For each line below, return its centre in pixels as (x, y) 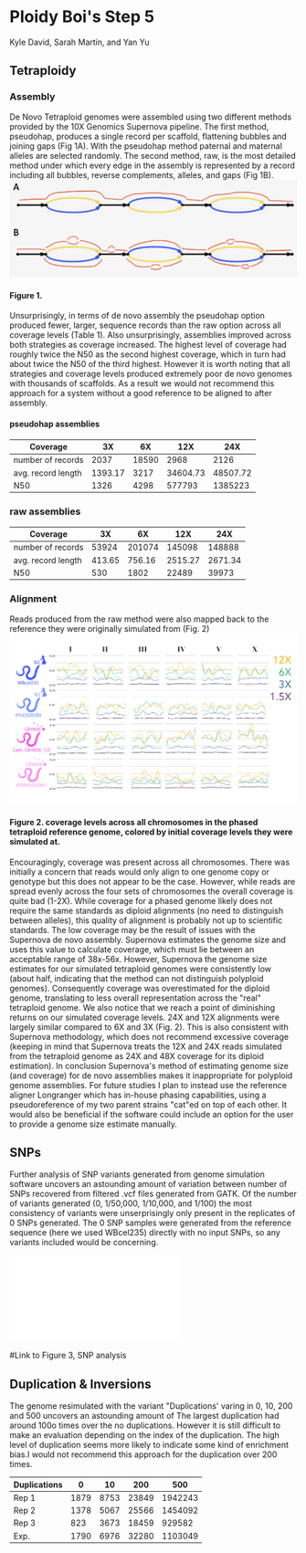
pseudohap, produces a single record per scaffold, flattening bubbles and (148, 136)
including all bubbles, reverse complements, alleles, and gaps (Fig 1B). (142, 174)
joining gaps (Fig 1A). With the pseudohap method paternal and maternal (146, 146)
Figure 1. (26, 295)
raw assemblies (45, 511)
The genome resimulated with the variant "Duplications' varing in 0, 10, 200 (151, 1406)
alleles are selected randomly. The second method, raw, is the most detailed (153, 155)
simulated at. (35, 841)
